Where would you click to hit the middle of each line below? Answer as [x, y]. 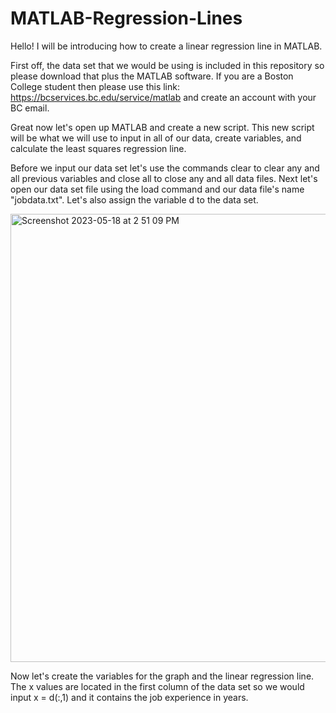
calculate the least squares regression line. [98, 148]
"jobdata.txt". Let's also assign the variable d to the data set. [134, 199]
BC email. [30, 108]
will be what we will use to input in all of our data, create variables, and [156, 138]
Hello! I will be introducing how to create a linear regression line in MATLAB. [166, 46]
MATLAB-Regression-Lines [126, 18]
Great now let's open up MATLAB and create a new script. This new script [162, 127]
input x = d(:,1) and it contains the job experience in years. [129, 697]
